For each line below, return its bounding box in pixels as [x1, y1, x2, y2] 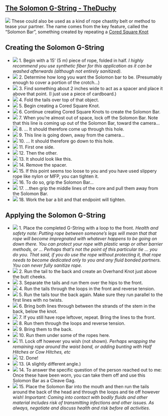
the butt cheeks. [12, 274, 47, 280]
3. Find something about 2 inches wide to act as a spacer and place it [19, 85, 163, 91]
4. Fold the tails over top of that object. [19, 97, 100, 103]
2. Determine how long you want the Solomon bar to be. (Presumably [19, 74, 162, 80]
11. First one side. [19, 144, 55, 150]
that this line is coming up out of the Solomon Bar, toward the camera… [12, 120, 160, 126]
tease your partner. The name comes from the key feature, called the [5, 23, 148, 29]
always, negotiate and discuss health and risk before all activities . [12, 405, 150, 411]
